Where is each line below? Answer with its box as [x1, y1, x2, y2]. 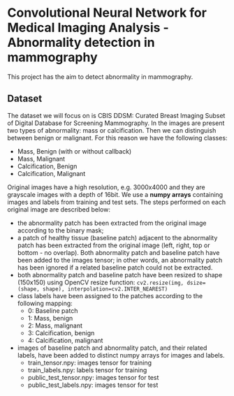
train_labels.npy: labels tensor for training [27, 365, 147, 374]
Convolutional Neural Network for [7, 5, 207, 21]
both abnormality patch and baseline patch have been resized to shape [17, 270, 223, 279]
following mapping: [17, 299, 73, 307]
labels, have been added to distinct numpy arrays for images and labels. [17, 351, 225, 359]
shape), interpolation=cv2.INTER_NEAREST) [43, 285, 168, 293]
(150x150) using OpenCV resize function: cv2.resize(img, [17, 278, 184, 286]
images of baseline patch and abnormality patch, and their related [17, 344, 207, 352]
